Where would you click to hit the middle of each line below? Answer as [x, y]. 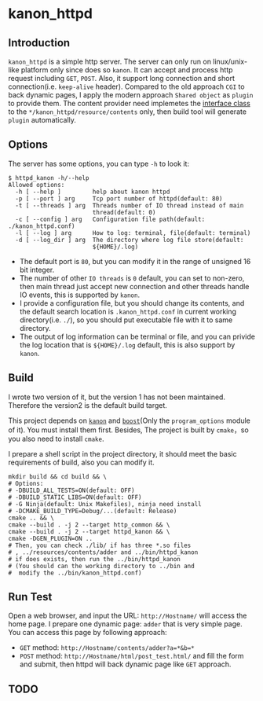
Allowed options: [37, 185]
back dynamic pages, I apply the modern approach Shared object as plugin [131, 95]
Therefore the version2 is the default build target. [88, 405]
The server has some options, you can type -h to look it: [99, 163]
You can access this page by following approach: [88, 633]
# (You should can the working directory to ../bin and [101, 566]
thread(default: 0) [124, 212]
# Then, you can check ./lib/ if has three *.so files [100, 545]
